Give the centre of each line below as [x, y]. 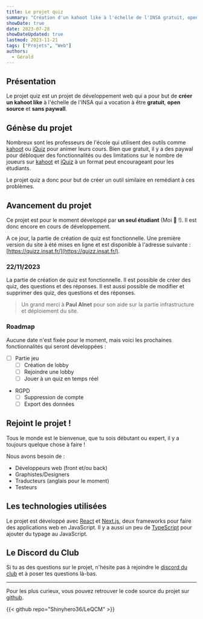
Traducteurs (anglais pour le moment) [62, 481]
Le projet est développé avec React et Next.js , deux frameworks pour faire [99, 521]
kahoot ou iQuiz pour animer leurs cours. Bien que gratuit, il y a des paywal [100, 149]
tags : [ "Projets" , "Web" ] [39, 46]
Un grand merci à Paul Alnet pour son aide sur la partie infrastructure [108, 305]
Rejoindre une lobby [49, 372]
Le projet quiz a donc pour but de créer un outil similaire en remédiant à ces [101, 180]
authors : [17, 51]
